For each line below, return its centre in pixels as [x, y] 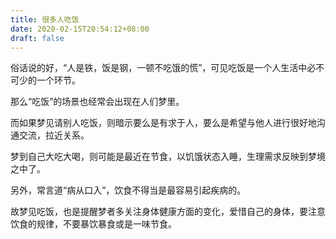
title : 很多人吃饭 [45, 19]
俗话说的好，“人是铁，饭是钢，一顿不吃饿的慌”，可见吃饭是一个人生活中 [159, 68]
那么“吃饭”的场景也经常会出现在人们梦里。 [97, 102]
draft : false [37, 38]
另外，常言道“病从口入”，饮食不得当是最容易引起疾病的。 [128, 190]
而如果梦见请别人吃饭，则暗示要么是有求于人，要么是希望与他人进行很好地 [163, 123]
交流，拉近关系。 [54, 135]
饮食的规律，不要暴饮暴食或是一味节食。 [93, 224]
